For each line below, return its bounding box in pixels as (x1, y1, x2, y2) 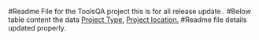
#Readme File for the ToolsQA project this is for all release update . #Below (8, 7, 252, 16)
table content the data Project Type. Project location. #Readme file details (8, 15, 247, 24)
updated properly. (8, 24, 67, 32)
